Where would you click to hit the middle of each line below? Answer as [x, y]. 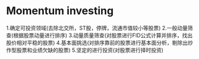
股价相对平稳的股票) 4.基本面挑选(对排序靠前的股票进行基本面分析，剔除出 [97, 42]
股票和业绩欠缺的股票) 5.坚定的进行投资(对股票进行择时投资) [90, 50]
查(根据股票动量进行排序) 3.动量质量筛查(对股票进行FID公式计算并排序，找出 [99, 35]
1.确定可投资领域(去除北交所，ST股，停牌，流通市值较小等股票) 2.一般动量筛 [99, 28]
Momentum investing [60, 11]
